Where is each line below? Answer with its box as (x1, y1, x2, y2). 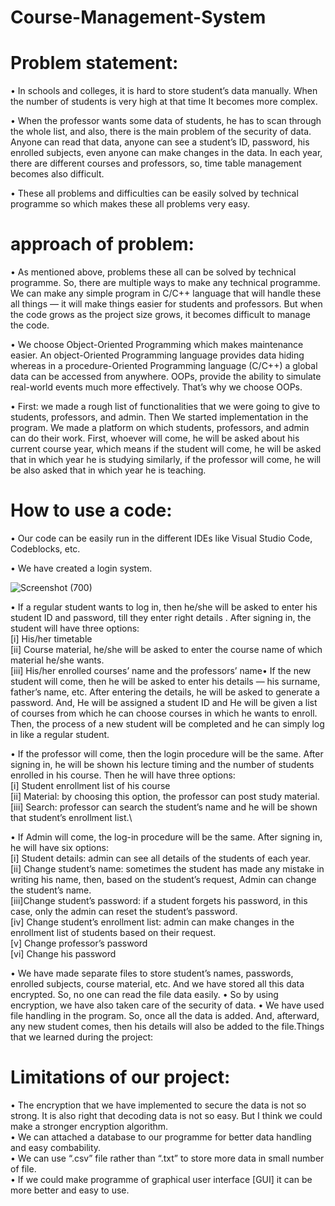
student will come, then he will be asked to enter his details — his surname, (10, 676, 321, 687)
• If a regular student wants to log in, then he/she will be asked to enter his (10, 601, 318, 613)
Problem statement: (10, 52, 179, 75)
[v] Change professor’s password (10, 937, 148, 949)
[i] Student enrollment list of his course (10, 780, 171, 791)
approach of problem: (10, 233, 195, 256)
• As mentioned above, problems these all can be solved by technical (10, 266, 297, 278)
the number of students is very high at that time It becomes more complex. (10, 96, 318, 108)
